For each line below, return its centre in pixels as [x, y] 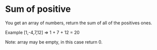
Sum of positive [38, 9]
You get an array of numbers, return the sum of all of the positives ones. [79, 23]
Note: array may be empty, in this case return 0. [54, 42]
